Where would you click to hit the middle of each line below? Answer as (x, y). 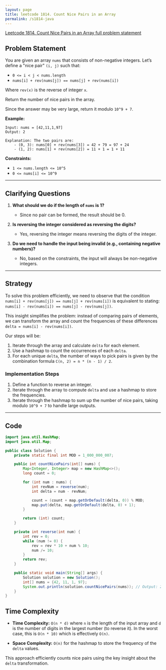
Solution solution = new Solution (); (62, 577)
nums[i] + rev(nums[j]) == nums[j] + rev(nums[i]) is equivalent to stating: (83, 301)
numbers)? (24, 249)
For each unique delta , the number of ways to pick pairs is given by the (85, 355)
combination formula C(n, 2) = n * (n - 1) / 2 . (62, 361)
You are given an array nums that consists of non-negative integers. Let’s (79, 60)
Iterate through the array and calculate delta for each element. (76, 345)
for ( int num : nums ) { (47, 482)
